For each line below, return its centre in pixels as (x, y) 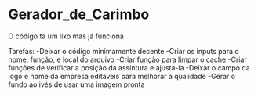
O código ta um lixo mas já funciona (66, 36)
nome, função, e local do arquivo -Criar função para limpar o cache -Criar (127, 59)
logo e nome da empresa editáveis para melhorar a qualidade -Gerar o (122, 76)
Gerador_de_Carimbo (79, 14)
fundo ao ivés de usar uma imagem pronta (76, 84)
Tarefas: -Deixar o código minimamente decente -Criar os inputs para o (124, 51)
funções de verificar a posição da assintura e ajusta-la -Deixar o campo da (129, 67)
